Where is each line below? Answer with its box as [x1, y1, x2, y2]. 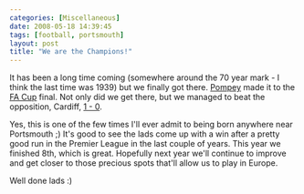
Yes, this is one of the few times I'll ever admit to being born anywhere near [9, 119, 294, 130]
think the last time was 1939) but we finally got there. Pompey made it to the [9, 82, 296, 93]
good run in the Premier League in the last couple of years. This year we [9, 138, 281, 149]
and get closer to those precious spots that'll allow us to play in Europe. [9, 158, 278, 168]
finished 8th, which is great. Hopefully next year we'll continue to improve [9, 148, 287, 159]
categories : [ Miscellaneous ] [9, 13, 121, 23]
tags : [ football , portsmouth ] [9, 30, 125, 39]
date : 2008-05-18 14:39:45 [9, 22, 112, 31]
